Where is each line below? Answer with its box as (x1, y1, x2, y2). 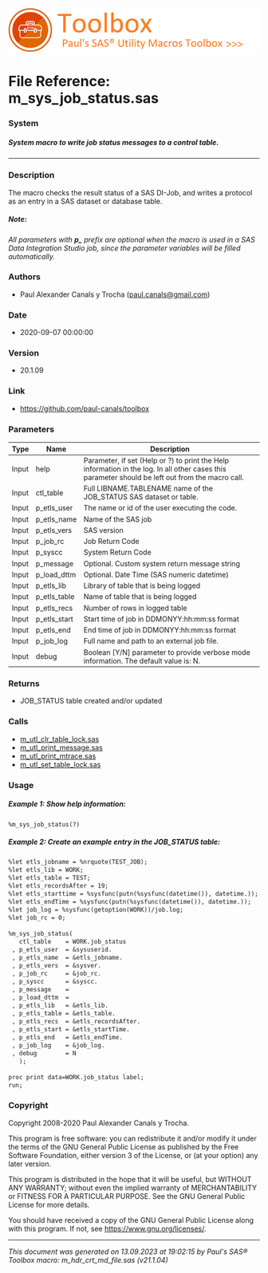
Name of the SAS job (83, 514, 152, 524)
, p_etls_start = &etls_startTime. (11, 1026, 130, 1034)
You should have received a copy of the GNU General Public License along (8, 1215, 254, 1224)
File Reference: (8, 73, 111, 91)
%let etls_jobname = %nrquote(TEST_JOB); (8, 858, 148, 866)
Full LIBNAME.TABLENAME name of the (83, 483, 214, 494)
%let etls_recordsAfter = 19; (8, 882, 109, 890)
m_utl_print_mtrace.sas (19, 751, 97, 761)
